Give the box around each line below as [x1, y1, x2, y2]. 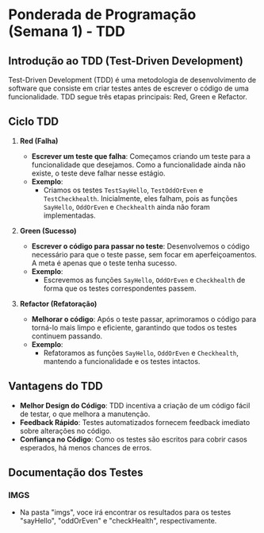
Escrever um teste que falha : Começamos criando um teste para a [31, 151, 251, 160]
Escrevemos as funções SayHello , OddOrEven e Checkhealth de [43, 275, 246, 284]
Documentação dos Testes [8, 466, 144, 480]
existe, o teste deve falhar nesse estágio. [31, 168, 166, 178]
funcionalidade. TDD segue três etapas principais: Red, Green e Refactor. [8, 92, 247, 101]
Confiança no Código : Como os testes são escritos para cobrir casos [19, 435, 247, 444]
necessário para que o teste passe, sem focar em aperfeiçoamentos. [31, 249, 258, 259]
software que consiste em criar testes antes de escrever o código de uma [8, 83, 250, 93]
